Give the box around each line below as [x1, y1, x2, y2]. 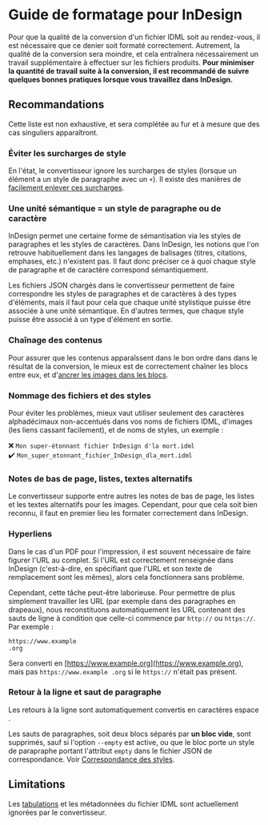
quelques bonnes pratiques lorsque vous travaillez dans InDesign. [8, 74, 234, 84]
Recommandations [8, 98, 105, 111]
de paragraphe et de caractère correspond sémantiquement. [8, 265, 209, 275]
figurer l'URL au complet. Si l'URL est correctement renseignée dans [8, 555, 234, 565]
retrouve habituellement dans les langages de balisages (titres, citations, [8, 248, 247, 258]
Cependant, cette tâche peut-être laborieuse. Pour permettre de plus [8, 587, 236, 598]
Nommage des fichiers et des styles [8, 390, 152, 401]
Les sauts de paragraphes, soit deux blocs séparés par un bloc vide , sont [8, 729, 252, 738]
